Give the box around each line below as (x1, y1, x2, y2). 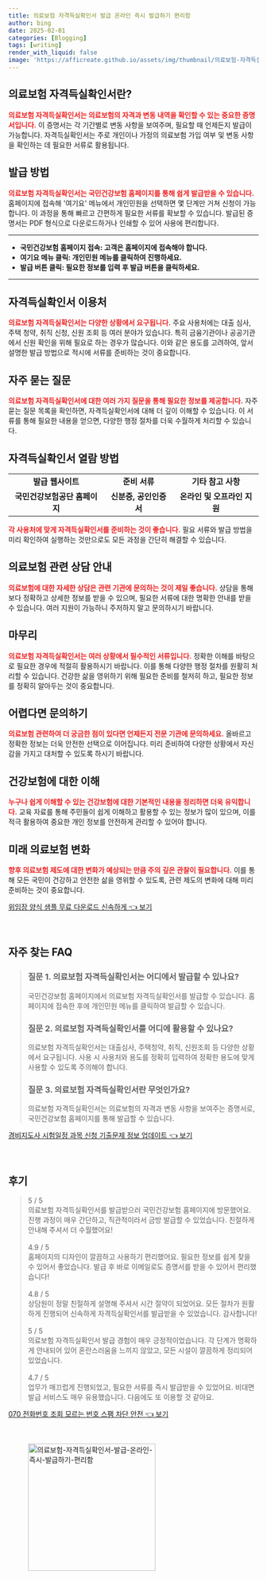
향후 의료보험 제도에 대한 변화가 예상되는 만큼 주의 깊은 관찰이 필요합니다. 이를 (8, 866, 247, 874)
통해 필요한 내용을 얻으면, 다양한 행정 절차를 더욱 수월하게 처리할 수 (22, 416, 230, 426)
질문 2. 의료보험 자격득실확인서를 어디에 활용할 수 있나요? (27, 1022, 234, 1034)
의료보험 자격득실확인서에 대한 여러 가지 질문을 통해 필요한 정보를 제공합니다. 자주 (8, 396, 258, 406)
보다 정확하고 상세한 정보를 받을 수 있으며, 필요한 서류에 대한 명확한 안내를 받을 (8, 592, 252, 602)
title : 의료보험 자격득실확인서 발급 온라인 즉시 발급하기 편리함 (8, 11, 191, 20)
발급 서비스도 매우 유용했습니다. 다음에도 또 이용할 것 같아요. (27, 1393, 215, 1402)
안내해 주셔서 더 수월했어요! (27, 1225, 114, 1235)
